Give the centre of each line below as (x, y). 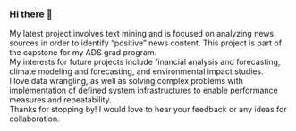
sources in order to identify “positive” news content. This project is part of (146, 43)
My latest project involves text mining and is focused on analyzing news (142, 34)
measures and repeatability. (60, 100)
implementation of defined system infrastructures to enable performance (144, 90)
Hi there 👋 (31, 14)
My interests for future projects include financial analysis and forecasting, (145, 62)
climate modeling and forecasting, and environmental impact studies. (136, 71)
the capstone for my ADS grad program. (83, 53)
